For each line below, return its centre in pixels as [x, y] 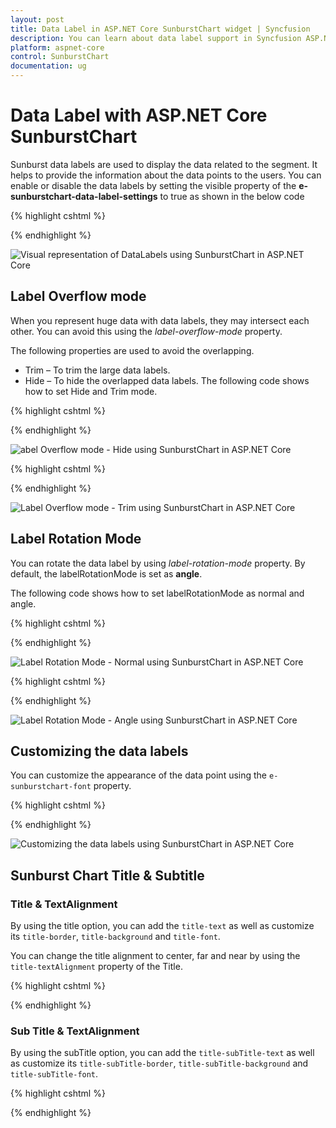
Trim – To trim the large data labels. [97, 370]
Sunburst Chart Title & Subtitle [107, 875]
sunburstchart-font [51, 787]
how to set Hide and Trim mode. [91, 391]
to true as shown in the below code [232, 196]
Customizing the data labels [99, 751]
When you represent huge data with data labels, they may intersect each [160, 320]
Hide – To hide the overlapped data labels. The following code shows [167, 380]
